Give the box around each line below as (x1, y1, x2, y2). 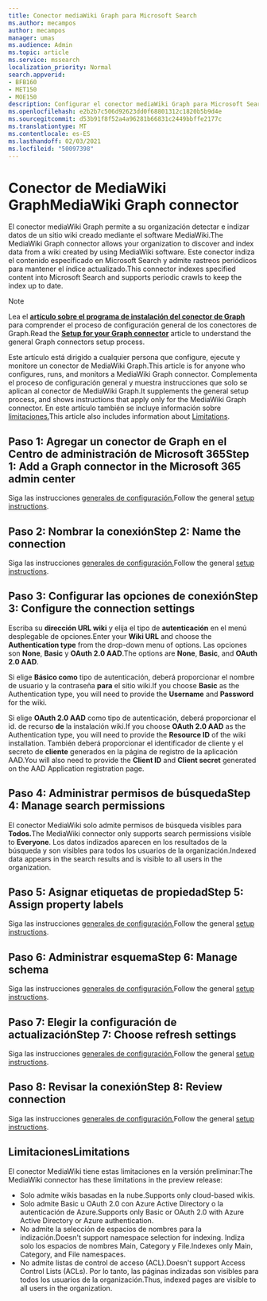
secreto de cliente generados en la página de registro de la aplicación (8, 746, 238, 756)
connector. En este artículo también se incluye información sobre (8, 403, 221, 413)
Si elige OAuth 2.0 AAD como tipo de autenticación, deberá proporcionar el (8, 713, 257, 722)
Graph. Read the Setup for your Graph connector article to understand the (8, 329, 252, 339)
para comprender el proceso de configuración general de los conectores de (8, 320, 257, 330)
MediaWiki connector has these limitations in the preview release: (8, 1175, 223, 1184)
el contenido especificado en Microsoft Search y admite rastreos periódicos (8, 256, 257, 265)
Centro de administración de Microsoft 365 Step (8, 447, 250, 461)
